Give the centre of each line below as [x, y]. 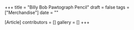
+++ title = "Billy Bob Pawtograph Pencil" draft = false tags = [67, 7]
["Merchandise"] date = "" [31, 12]
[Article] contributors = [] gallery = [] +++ [47, 22]
